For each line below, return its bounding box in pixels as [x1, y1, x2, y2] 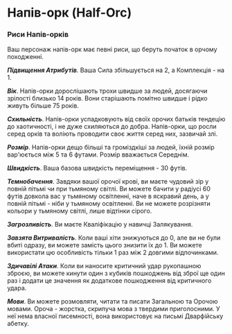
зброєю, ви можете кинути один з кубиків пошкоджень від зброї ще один [7, 269, 225, 278]
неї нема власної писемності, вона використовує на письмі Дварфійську [7, 312, 224, 320]
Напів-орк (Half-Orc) [7, 5, 132, 21]
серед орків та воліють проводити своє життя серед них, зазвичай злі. [7, 130, 218, 138]
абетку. [7, 319, 29, 328]
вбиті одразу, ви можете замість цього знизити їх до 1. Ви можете [7, 241, 202, 249]
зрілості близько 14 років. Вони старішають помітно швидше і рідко [7, 94, 208, 103]
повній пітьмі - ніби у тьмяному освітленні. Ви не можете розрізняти [7, 200, 211, 208]
